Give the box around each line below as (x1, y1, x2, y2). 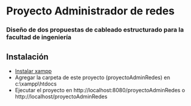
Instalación (6, 52, 49, 62)
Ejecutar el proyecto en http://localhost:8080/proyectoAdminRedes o (14, 86, 186, 93)
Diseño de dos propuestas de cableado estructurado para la (6, 26, 184, 34)
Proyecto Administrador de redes (6, 4, 175, 18)
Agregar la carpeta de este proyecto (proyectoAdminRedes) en (14, 74, 171, 81)
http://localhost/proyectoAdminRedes (14, 93, 108, 100)
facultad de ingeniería (6, 33, 72, 41)
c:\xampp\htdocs (14, 80, 57, 87)
